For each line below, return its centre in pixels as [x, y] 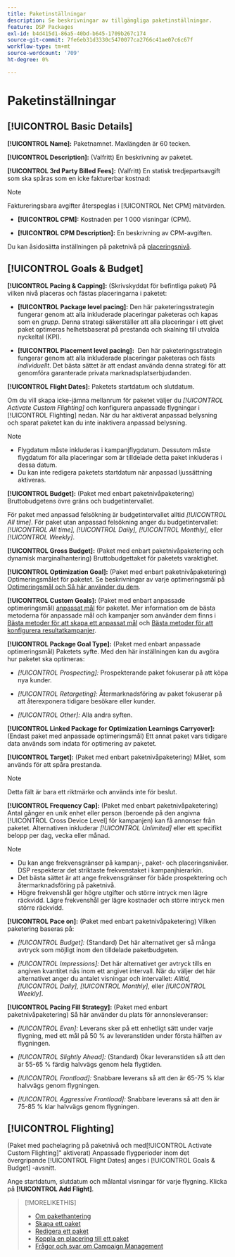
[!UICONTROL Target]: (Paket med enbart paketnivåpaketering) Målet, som [117, 757]
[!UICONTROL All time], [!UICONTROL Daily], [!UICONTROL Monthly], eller [115, 530]
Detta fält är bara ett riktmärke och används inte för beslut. [92, 792]
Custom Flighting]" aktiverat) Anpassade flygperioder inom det [99, 1153]
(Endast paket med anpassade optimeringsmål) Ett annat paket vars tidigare [117, 736]
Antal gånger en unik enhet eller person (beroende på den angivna [104, 813]
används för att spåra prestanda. [55, 764]
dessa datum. [37, 465]
